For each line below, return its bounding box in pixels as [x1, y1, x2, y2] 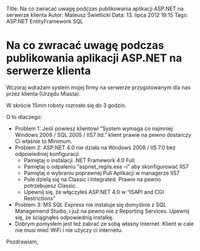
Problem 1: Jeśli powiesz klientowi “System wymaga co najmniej [14, 125, 173, 132]
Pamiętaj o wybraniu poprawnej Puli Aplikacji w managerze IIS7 [23, 169, 180, 176]
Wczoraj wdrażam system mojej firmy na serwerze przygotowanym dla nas [6, 84, 191, 91]
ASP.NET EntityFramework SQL [6, 18, 84, 25]
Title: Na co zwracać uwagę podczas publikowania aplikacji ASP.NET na [6, 5, 184, 12]
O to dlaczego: [6, 113, 42, 120]
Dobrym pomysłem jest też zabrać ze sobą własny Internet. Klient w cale [14, 220, 194, 227]
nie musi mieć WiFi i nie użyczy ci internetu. [14, 226, 123, 234]
